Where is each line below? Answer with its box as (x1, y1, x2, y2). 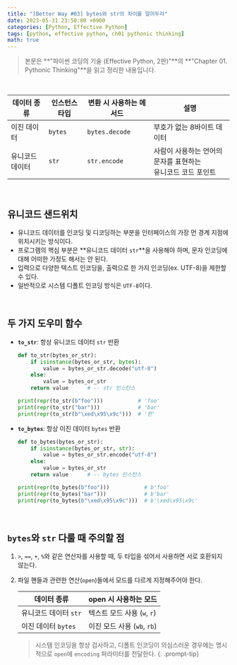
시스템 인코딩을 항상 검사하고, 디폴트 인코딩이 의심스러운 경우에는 (35, 641, 214, 649)
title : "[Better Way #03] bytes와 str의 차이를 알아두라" (7, 10, 168, 18)
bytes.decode (87, 128, 131, 136)
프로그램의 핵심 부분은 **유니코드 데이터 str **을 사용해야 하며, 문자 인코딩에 (17, 245, 228, 254)
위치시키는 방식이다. (17, 237, 73, 245)
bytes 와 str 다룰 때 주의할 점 (7, 531, 125, 544)
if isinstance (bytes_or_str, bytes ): (30, 358, 142, 365)
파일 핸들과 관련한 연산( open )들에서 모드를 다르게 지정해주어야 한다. (17, 576, 203, 584)
